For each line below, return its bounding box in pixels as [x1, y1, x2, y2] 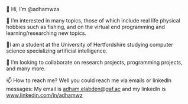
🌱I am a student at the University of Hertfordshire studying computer [6, 41, 173, 48]
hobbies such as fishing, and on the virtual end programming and [6, 24, 166, 30]
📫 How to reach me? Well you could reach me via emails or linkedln [6, 77, 172, 84]
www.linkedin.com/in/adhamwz [6, 92, 83, 99]
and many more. [6, 65, 46, 72]
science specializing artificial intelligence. [6, 47, 108, 54]
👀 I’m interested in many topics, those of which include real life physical [6, 17, 180, 24]
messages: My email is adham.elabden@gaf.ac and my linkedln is [6, 86, 166, 92]
